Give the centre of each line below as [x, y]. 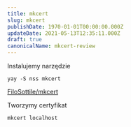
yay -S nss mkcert [34, 79]
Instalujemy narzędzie [39, 66]
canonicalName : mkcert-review [51, 46]
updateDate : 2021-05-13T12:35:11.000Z [64, 33]
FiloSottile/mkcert [33, 92]
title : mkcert [28, 14]
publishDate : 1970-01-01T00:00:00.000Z [65, 27]
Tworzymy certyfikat [37, 105]
